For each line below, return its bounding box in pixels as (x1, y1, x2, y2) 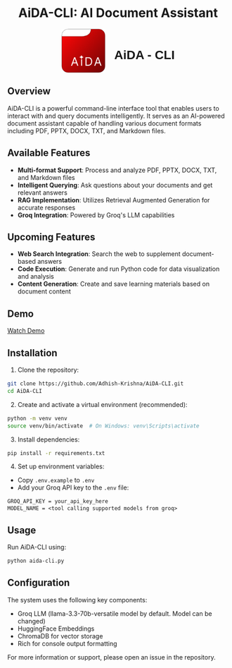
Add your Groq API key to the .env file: (17, 483, 129, 492)
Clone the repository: (17, 365, 79, 374)
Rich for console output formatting (17, 639, 117, 648)
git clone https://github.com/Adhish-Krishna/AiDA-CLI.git (7, 380, 184, 387)
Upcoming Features (7, 231, 96, 243)
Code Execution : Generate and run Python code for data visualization (17, 265, 220, 273)
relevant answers (17, 188, 68, 197)
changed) (17, 617, 46, 625)
